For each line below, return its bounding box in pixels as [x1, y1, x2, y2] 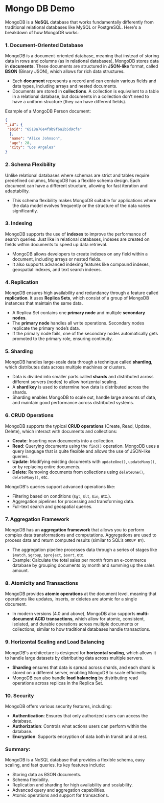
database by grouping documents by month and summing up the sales [12, 562, 155, 568]
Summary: [5, 746, 31, 753]
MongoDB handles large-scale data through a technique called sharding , [5, 359, 153, 365]
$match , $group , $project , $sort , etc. [12, 552, 85, 558]
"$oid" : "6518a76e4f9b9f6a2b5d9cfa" [7, 127, 82, 132]
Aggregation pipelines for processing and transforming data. [12, 498, 135, 504]
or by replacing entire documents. [12, 463, 81, 470]
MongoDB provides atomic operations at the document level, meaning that [5, 591, 157, 597]
